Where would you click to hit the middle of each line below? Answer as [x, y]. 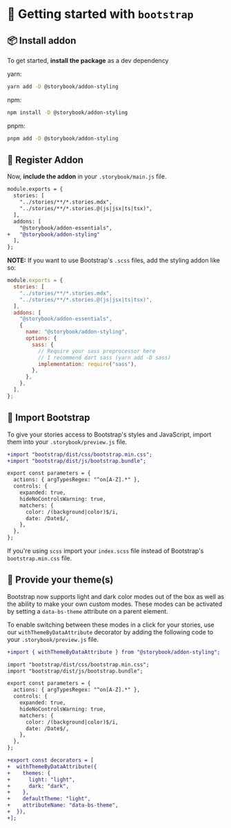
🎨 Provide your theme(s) [60, 580]
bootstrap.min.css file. [40, 558]
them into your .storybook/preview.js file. [67, 441]
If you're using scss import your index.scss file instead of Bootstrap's [106, 551]
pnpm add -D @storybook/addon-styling [63, 138]
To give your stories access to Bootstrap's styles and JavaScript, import [109, 434]
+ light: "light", [41, 780]
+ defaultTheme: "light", [49, 799]
